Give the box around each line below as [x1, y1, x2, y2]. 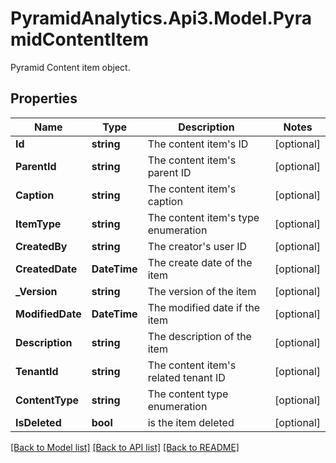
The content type [147, 387, 229, 401]
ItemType [15, 217, 62, 231]
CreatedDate [15, 262, 78, 276]
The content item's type [147, 210, 260, 224]
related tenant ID [147, 370, 226, 384]
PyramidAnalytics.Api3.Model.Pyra [10, 7, 313, 30]
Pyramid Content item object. [10, 61, 131, 73]
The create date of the [147, 255, 253, 269]
